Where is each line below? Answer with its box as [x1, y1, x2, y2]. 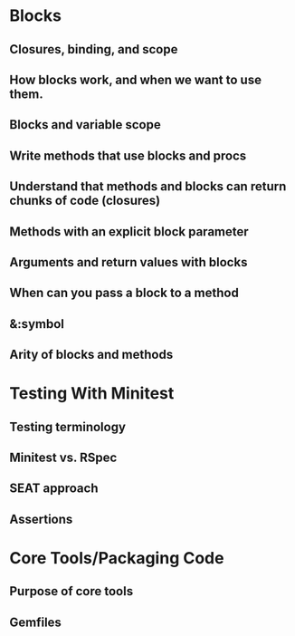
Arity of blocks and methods [9, 347, 174, 362]
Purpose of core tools [9, 583, 134, 599]
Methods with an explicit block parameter [9, 224, 249, 239]
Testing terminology [9, 419, 127, 435]
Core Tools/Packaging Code [9, 548, 224, 569]
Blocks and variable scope [9, 117, 161, 132]
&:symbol [9, 316, 65, 332]
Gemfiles [9, 614, 62, 630]
